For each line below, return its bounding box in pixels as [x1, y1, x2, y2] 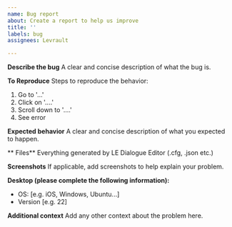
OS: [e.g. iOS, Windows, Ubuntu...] [17, 190, 120, 198]
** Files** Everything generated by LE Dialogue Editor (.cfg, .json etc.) [7, 148, 214, 157]
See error [17, 113, 46, 122]
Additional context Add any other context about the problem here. [7, 211, 203, 220]
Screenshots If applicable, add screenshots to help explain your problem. [7, 162, 224, 171]
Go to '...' [17, 91, 44, 99]
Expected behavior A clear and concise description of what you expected [7, 127, 226, 136]
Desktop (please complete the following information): [7, 176, 170, 185]
